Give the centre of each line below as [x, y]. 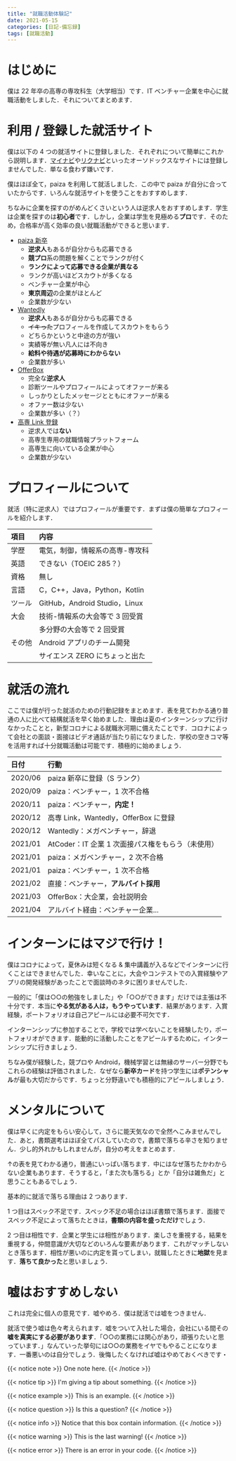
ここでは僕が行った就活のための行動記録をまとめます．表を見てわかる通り [115, 710]
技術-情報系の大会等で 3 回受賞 [91, 617]
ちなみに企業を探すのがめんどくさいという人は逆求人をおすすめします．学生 [118, 208]
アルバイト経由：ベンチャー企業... [104, 910]
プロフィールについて [68, 488]
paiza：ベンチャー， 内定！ [92, 805]
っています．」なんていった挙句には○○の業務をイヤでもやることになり [110, 1345]
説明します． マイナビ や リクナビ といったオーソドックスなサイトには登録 [118, 160]
